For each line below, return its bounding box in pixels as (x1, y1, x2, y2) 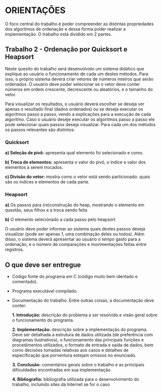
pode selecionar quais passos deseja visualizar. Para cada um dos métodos (5, 121, 156, 127)
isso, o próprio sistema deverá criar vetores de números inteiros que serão (5, 76, 154, 82)
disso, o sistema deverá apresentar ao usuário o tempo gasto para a (5, 236, 141, 242)
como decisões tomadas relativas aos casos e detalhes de (12, 347, 129, 353)
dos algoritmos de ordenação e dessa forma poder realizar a (5, 26, 126, 32)
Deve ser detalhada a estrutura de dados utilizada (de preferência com (12, 332, 153, 338)
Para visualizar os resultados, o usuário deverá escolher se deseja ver (5, 101, 145, 107)
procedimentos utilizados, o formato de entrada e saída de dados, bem (12, 342, 154, 348)
